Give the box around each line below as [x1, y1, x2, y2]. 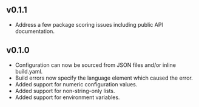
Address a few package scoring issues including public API [15, 21, 164, 28]
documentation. [15, 27, 55, 35]
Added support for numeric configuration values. [15, 80, 138, 88]
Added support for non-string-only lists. [15, 87, 115, 94]
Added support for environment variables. [15, 94, 120, 101]
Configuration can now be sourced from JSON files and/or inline [15, 61, 176, 69]
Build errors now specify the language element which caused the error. [15, 74, 193, 81]
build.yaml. [15, 67, 43, 75]
